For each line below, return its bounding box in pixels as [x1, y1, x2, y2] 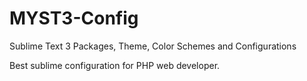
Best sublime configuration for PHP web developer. [9, 59, 221, 71]
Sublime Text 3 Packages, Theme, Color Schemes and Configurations [9, 40, 297, 52]
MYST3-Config [9, 7, 139, 30]
